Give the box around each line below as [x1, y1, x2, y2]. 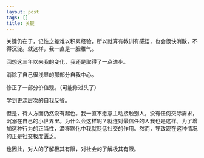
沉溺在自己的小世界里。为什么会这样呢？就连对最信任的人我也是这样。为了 [6, 117, 192, 125]
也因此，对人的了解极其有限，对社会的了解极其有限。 [6, 145, 140, 153]
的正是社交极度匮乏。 [6, 132, 59, 140]
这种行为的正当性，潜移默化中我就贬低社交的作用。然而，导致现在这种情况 [11, 125, 198, 132]
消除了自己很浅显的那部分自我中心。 [6, 71, 97, 78]
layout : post [6, 9, 39, 15]
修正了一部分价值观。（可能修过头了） [6, 84, 100, 91]
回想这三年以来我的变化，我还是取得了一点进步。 [6, 58, 129, 66]
